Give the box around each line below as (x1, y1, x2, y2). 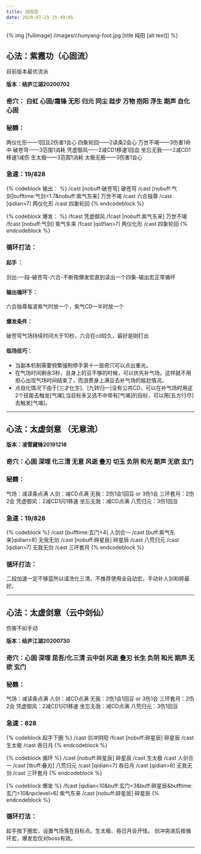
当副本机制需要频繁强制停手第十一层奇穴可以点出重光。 (14, 362, 151, 369)
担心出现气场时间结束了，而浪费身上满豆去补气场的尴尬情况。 (14, 377, 167, 384)
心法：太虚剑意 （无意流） (6, 424, 103, 434)
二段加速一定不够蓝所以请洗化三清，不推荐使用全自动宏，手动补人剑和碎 (6, 575, 184, 583)
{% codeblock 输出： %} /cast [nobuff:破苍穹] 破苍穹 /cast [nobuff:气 (6, 184, 178, 192)
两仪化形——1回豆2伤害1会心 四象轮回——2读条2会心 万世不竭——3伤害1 (6, 139, 186, 146)
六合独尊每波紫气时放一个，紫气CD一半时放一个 (6, 303, 124, 310)
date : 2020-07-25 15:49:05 (6, 14, 74, 20)
